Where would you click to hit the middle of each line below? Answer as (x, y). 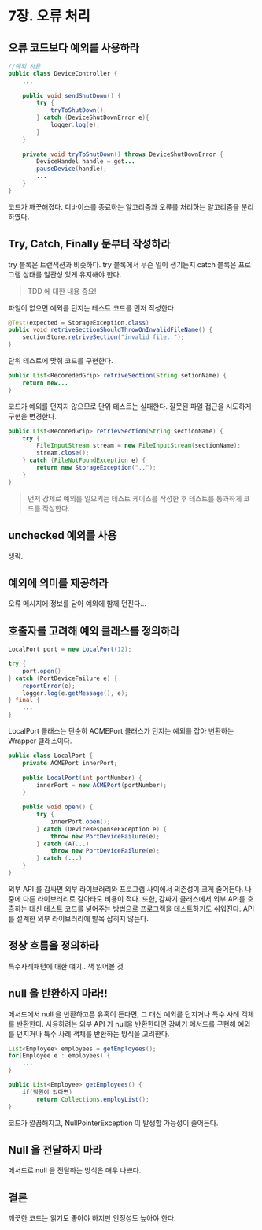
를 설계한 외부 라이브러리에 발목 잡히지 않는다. (79, 918)
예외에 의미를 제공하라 (58, 583)
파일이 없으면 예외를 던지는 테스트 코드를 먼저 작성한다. (92, 307)
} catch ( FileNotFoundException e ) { (84, 461)
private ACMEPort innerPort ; (70, 763)
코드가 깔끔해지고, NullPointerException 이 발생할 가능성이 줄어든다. (113, 1123)
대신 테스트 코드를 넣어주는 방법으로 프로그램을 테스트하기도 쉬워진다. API (141, 909)
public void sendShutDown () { (72, 95)
